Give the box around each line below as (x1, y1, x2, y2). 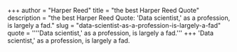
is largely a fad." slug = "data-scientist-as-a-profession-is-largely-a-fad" (7, 21, 221, 29)
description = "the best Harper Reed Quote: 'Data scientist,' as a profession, (7, 14, 231, 22)
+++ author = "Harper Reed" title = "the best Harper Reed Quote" (7, 6, 199, 14)
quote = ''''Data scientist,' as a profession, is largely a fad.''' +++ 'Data (7, 28, 214, 37)
